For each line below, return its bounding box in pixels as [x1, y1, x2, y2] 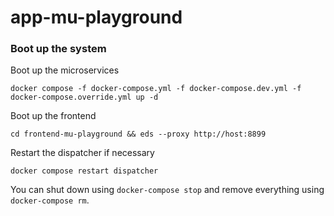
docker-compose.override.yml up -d [10, 92, 159, 103]
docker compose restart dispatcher [10, 166, 159, 176]
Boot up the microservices [10, 64, 120, 76]
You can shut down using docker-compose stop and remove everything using [10, 184, 325, 196]
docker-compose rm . [10, 194, 90, 206]
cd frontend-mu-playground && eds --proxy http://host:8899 [10, 129, 267, 140]
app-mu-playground [10, 6, 183, 29]
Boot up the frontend [10, 110, 97, 122]
